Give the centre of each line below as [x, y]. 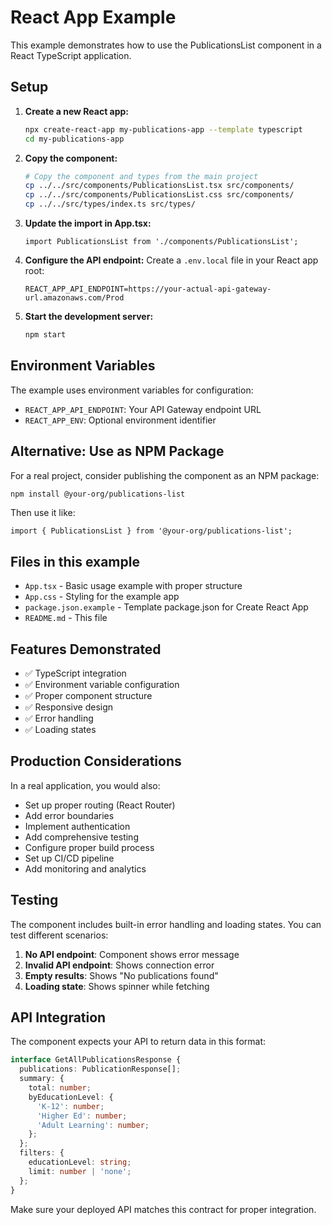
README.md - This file [66, 618]
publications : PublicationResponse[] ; [100, 1069]
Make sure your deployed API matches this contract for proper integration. [163, 1209]
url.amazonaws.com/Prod [74, 298]
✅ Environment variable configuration [102, 684]
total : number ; [60, 1088]
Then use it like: [43, 513]
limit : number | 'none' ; [80, 1171]
